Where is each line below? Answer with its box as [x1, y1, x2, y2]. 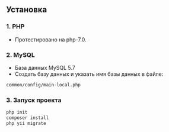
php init [6, 110, 28, 115]
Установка [6, 5, 47, 15]
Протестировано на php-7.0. [14, 36, 87, 43]
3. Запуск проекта [6, 96, 62, 104]
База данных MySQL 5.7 [14, 64, 76, 71]
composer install [6, 115, 49, 121]
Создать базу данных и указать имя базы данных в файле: [14, 70, 164, 78]
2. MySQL [6, 50, 36, 59]
